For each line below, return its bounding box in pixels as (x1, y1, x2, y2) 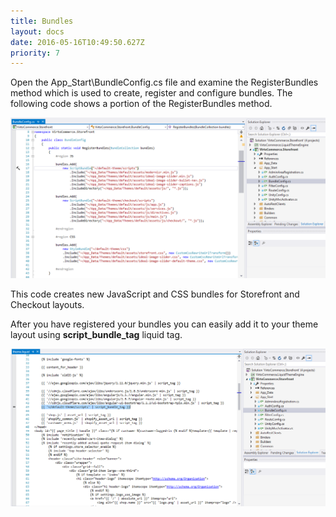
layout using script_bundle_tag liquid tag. (10, 329, 183, 341)
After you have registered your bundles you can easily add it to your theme (10, 318, 319, 330)
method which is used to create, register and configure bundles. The (10, 87, 293, 99)
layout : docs (10, 26, 65, 37)
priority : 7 (10, 48, 60, 58)
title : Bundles (10, 16, 74, 26)
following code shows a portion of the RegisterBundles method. (10, 98, 273, 110)
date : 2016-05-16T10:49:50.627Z (10, 37, 145, 47)
